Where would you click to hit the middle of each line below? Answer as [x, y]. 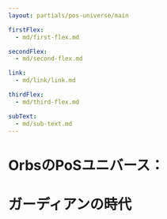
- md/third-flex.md [47, 102]
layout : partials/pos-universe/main [68, 15]
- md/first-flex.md [47, 37]
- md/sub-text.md [44, 123]
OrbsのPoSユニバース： [86, 165]
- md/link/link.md [46, 81]
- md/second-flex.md [49, 59]
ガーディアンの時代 [70, 204]
